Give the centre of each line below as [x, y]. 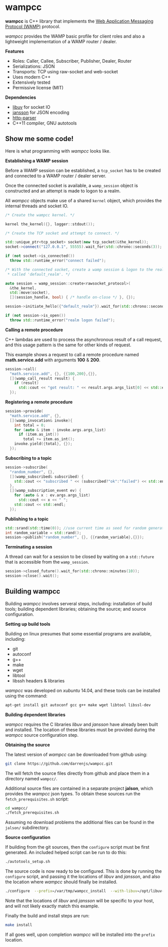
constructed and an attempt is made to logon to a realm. [63, 191]
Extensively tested [31, 82]
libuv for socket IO [31, 107]
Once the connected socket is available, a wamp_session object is [72, 185]
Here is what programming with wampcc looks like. [58, 151]
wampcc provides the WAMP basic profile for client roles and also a [75, 36]
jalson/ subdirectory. [27, 828]
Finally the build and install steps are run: [47, 916]
